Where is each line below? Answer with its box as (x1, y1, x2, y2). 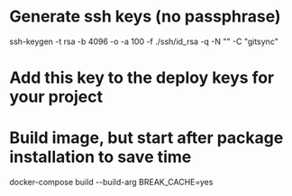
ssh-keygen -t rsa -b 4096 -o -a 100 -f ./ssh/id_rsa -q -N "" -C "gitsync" (9, 36, 279, 47)
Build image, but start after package (9, 128, 284, 148)
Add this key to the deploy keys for (9, 67, 275, 88)
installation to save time (9, 147, 192, 167)
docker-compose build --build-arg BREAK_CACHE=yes (9, 177, 214, 188)
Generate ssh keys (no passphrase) (9, 6, 281, 27)
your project (9, 87, 104, 107)
